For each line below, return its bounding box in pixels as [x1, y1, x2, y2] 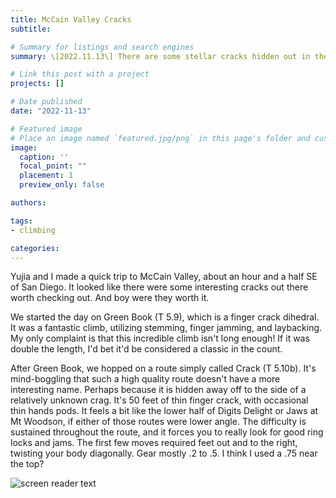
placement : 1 [19, 171, 74, 181]
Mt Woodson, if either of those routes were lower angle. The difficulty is [10, 416, 307, 428]
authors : [10, 198, 47, 208]
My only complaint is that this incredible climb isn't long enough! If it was [10, 332, 310, 345]
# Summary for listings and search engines [10, 42, 195, 52]
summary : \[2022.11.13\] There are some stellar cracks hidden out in [10, 51, 311, 61]
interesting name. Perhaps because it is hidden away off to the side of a [10, 384, 307, 396]
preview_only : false [19, 180, 105, 190]
